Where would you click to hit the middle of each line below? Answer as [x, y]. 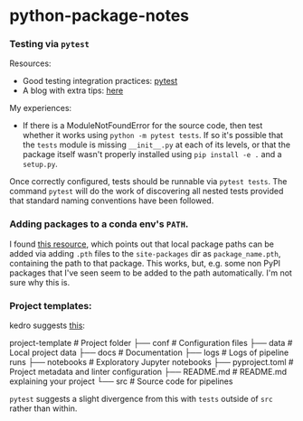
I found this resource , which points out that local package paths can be [142, 244]
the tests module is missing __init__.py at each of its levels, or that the [156, 145]
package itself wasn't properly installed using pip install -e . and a [152, 154]
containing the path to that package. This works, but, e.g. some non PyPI [145, 263]
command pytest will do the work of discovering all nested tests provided [147, 192]
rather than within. [43, 408]
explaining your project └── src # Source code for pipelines [121, 381]
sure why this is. [40, 282]
